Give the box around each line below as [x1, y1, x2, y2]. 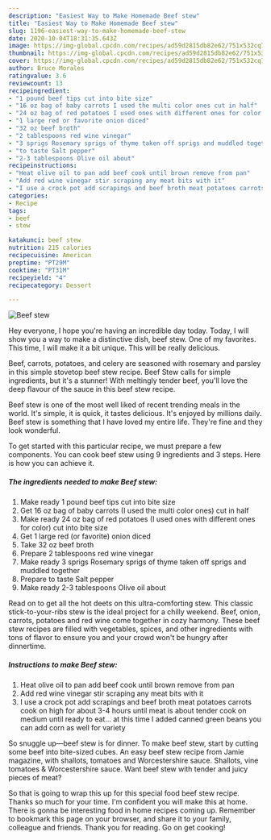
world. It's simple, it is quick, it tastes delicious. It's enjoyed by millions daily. [8, 409, 262, 418]
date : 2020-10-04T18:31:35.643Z [8, 34, 117, 43]
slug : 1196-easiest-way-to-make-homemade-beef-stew [8, 27, 186, 35]
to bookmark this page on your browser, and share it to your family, [8, 814, 231, 824]
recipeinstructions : [8, 162, 78, 170]
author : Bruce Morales [8, 64, 85, 73]
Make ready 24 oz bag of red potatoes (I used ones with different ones [19, 514, 256, 524]
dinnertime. [8, 642, 47, 651]
